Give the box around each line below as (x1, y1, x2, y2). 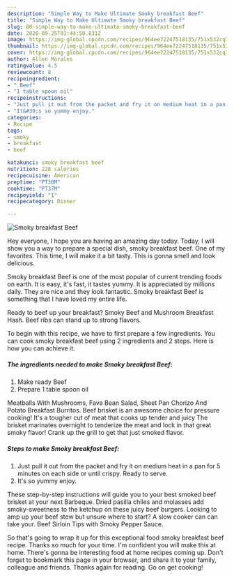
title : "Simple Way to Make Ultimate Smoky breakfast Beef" (7, 17, 186, 24)
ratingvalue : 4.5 (7, 62, 58, 69)
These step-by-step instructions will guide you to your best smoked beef (7, 490, 217, 499)
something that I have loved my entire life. (7, 295, 127, 304)
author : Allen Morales (7, 56, 73, 63)
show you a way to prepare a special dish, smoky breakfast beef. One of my (7, 244, 225, 253)
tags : (7, 127, 23, 134)
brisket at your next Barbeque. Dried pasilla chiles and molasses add (7, 498, 204, 506)
